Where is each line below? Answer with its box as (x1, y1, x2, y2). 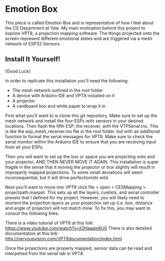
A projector (12, 98, 35, 104)
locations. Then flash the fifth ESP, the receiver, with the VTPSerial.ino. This (5, 123, 159, 129)
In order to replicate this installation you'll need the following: (5, 77, 129, 83)
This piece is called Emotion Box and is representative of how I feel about (5, 20, 154, 26)
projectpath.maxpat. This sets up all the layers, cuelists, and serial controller (5, 189, 160, 195)
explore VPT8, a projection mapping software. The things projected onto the (5, 30, 160, 36)
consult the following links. (5, 210, 60, 216)
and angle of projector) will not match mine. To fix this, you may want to (5, 205, 151, 211)
